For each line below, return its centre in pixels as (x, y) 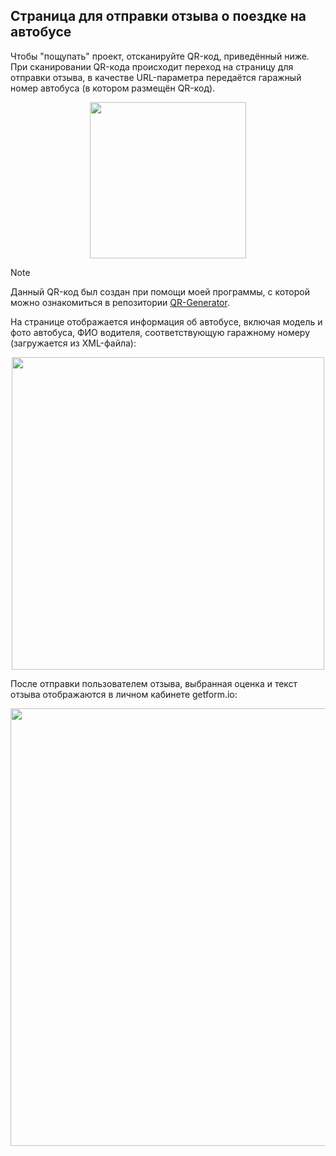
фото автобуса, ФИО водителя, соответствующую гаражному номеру (160, 332)
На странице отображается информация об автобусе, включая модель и (166, 321)
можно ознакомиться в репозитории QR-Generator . (120, 302)
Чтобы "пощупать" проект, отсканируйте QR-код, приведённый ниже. (160, 56)
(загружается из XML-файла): (73, 343)
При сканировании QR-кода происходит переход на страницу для (152, 66)
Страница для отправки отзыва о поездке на (158, 16)
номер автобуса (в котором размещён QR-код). (113, 88)
